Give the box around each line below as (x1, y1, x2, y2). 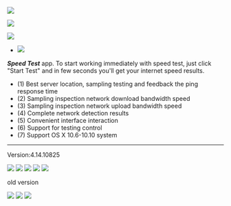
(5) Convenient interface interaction (16, 117, 119, 124)
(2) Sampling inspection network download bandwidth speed (16, 95, 190, 102)
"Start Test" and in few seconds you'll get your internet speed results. (7, 67, 205, 75)
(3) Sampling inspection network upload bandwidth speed (16, 102, 182, 110)
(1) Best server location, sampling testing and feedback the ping (16, 80, 198, 88)
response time (16, 87, 58, 95)
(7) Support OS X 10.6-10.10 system (16, 131, 118, 139)
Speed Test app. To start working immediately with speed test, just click (7, 59, 212, 67)
